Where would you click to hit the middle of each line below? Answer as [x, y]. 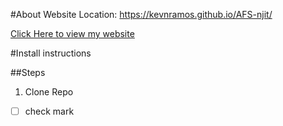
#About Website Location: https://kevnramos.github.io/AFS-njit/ [141, 14]
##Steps [28, 72]
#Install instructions [51, 53]
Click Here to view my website [72, 33]
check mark [49, 111]
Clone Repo [49, 92]
